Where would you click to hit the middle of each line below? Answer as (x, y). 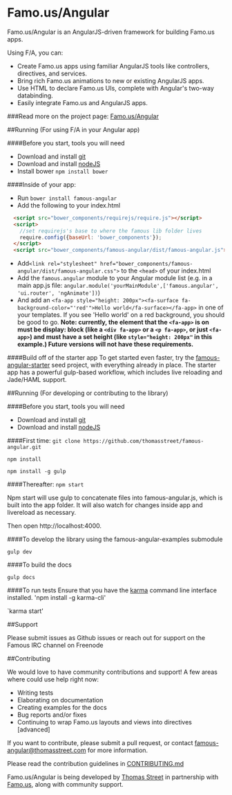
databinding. (35, 95)
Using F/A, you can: (35, 53)
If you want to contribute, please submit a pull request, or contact (100, 743)
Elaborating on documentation (60, 700)
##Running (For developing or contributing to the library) (88, 393)
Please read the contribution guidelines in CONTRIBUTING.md (96, 764)
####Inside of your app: (41, 184)
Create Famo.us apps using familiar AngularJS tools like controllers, (113, 66)
